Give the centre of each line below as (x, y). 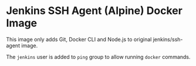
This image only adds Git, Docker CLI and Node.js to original (79, 39)
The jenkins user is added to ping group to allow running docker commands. (98, 57)
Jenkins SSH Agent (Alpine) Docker (94, 11)
